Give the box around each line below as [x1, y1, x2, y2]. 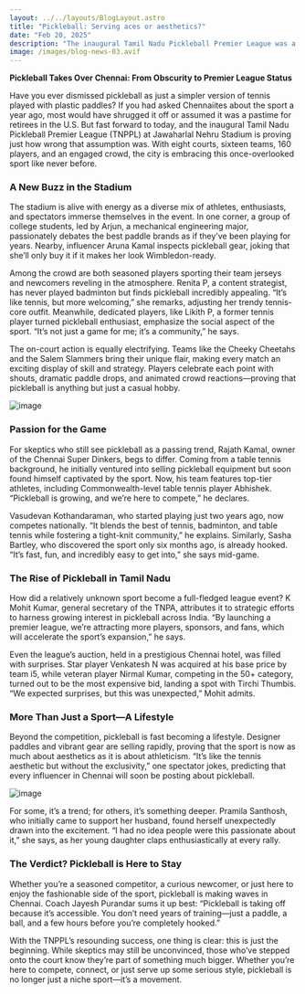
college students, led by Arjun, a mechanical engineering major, [9, 221, 249, 232]
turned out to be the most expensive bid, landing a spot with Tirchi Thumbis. [9, 678, 297, 690]
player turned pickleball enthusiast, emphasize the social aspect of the [9, 316, 276, 327]
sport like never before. [9, 158, 98, 169]
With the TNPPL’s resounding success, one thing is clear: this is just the [9, 935, 279, 946]
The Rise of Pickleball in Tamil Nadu [9, 572, 171, 585]
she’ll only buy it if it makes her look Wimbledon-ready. [9, 250, 216, 261]
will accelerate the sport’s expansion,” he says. [9, 631, 185, 642]
